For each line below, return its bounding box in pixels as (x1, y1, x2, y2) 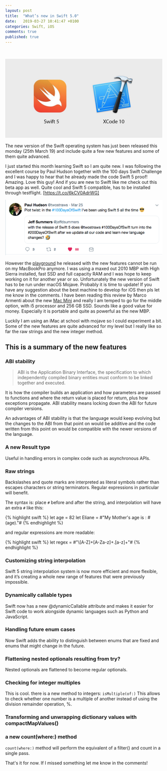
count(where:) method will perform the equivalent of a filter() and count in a (5, 744, 161, 751)
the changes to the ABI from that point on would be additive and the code (5, 421, 156, 427)
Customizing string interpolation (5, 557, 86, 564)
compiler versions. (5, 406, 43, 412)
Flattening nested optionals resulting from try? (5, 655, 121, 662)
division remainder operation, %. (5, 701, 72, 707)
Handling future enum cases (5, 626, 76, 633)
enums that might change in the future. (5, 643, 85, 649)
